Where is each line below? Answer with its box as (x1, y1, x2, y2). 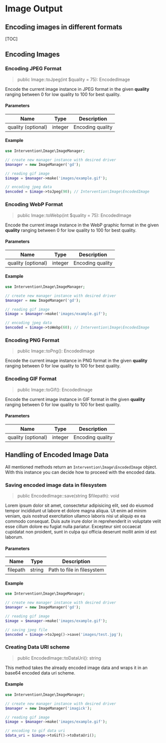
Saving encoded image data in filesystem (5, 481, 107, 488)
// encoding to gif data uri (5, 728, 65, 734)
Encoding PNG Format (5, 337, 59, 343)
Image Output (5, 3, 63, 14)
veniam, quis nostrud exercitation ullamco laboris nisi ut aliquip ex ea (5, 513, 146, 519)
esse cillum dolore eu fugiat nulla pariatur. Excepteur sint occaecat (5, 523, 141, 529)
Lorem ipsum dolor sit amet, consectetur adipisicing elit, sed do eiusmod (5, 502, 154, 508)
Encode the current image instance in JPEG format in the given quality (5, 86, 150, 92)
